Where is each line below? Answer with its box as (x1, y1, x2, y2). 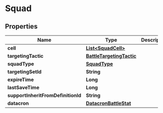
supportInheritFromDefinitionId (7, 92, 81, 98)
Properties (5, 22, 38, 31)
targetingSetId (7, 68, 42, 75)
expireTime (7, 76, 34, 83)
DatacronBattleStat (85, 100, 131, 107)
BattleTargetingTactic (85, 53, 137, 59)
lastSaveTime (7, 84, 40, 91)
